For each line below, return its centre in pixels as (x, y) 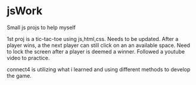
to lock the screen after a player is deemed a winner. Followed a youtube (96, 51)
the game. (19, 75)
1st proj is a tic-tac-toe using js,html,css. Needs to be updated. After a (93, 39)
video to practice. (28, 58)
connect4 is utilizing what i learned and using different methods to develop (99, 69)
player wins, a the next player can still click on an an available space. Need (98, 45)
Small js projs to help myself (41, 27)
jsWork (25, 11)
